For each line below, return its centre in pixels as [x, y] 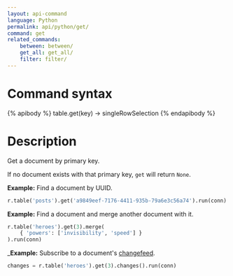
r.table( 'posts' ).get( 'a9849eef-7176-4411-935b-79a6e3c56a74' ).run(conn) [117, 201]
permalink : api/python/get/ [48, 27]
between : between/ [47, 46]
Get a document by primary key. [54, 161]
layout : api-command [37, 14]
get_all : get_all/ [47, 53]
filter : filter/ [44, 59]
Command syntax [60, 93]
